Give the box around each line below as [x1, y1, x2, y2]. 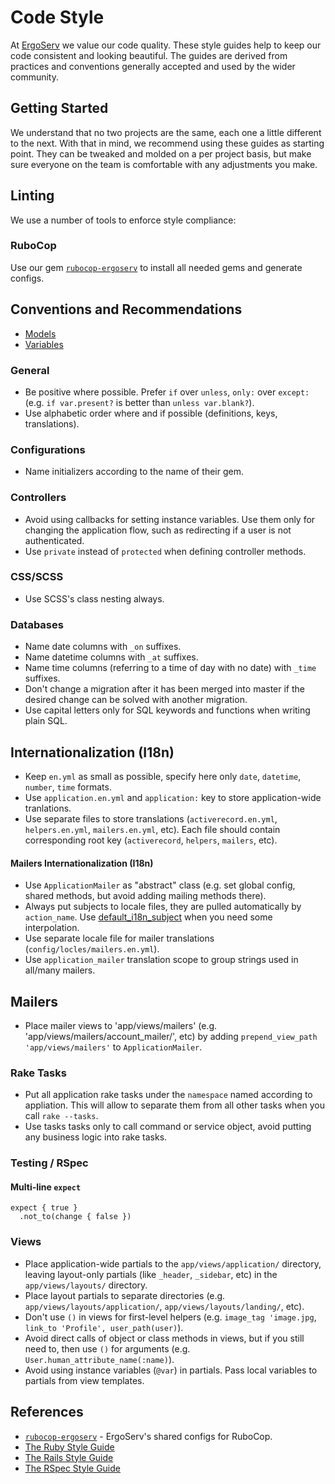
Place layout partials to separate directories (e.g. [24, 1289, 226, 1301]
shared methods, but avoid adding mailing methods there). [24, 890, 267, 902]
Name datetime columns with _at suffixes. [24, 651, 199, 663]
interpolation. [24, 922, 80, 934]
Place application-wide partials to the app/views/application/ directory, [24, 1257, 322, 1270]
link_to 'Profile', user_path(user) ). [24, 1321, 184, 1333]
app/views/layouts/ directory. [24, 1279, 148, 1291]
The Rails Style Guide [24, 1451, 114, 1463]
